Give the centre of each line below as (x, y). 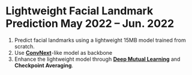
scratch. (25, 46)
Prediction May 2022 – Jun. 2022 (90, 24)
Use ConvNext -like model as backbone (63, 52)
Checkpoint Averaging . (43, 65)
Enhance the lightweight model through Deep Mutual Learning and (97, 59)
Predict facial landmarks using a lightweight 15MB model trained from (100, 40)
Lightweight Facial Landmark (79, 11)
